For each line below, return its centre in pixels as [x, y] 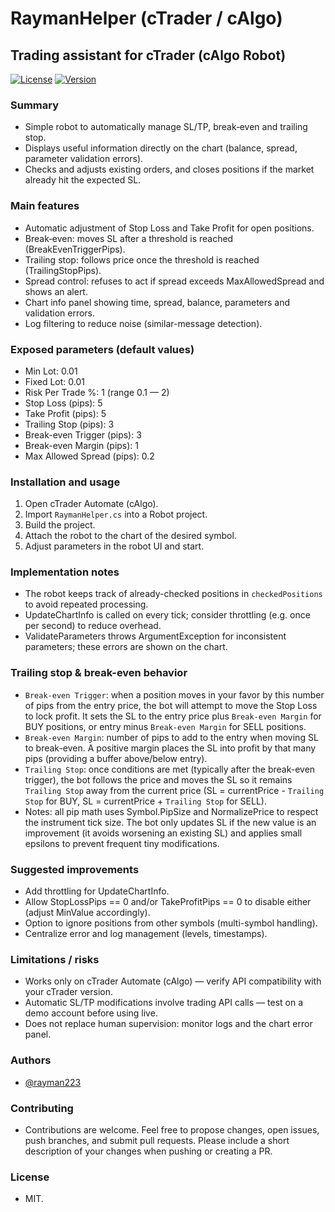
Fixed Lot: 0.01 [54, 381]
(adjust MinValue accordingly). [87, 913]
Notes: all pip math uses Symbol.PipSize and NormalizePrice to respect [171, 811]
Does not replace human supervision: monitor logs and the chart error [168, 1024]
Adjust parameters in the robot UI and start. [114, 546]
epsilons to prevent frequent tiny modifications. [122, 843]
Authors [31, 1060]
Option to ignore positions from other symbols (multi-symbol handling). [171, 923]
